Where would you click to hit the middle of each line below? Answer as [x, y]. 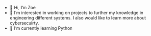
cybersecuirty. [24, 23]
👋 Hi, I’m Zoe [23, 8]
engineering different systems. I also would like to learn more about [78, 18]
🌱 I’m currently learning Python [41, 28]
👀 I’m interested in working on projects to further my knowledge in [76, 13]
